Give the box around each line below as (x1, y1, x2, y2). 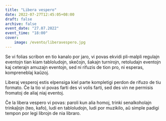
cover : (5, 35, 19, 40)
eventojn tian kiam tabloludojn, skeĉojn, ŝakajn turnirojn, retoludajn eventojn (5, 58, 161, 65)
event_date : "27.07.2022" (5, 26, 59, 31)
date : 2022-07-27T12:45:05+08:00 (5, 12, 75, 17)
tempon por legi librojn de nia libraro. (5, 110, 81, 116)
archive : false (5, 21, 37, 26)
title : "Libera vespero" (5, 7, 57, 12)
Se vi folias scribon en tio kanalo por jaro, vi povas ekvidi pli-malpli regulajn (5, 53, 160, 59)
